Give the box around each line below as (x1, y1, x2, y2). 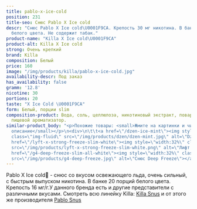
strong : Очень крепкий (6, 47, 62, 53)
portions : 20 (6, 95, 38, 101)
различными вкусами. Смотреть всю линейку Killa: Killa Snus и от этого (6, 190, 186, 197)
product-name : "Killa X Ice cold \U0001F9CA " (6, 36, 117, 42)
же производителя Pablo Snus (6, 197, 81, 204)
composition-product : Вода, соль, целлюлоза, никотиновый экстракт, (6, 112, 177, 118)
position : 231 (6, 14, 41, 20)
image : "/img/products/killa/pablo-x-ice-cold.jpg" (6, 68, 135, 74)
